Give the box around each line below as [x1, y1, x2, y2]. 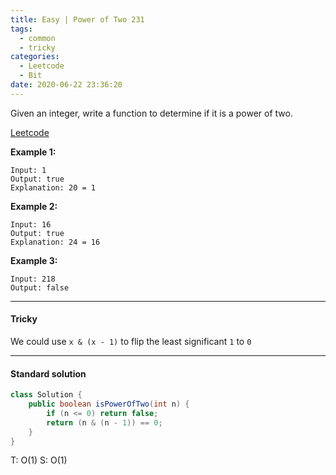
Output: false [10, 282, 70, 293]
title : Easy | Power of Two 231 [10, 14, 145, 25]
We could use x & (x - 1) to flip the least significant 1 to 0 [10, 335, 252, 347]
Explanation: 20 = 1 [10, 182, 97, 193]
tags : [10, 24, 33, 34]
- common [19, 33, 56, 43]
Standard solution [10, 367, 87, 380]
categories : [10, 52, 60, 62]
